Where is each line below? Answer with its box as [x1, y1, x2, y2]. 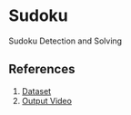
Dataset [21, 85, 52, 96]
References [8, 62, 76, 77]
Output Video [21, 95, 72, 106]
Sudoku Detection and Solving [8, 35, 123, 46]
